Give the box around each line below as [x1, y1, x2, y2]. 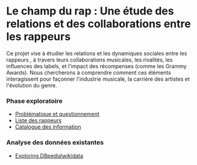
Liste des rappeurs [14, 117, 62, 124]
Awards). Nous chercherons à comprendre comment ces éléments [6, 69, 172, 76]
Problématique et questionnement [14, 110, 99, 118]
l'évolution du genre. [6, 81, 57, 89]
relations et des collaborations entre [6, 17, 191, 31]
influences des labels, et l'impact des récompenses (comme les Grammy [6, 62, 187, 70]
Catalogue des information [14, 123, 81, 131]
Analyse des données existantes [6, 139, 104, 147]
